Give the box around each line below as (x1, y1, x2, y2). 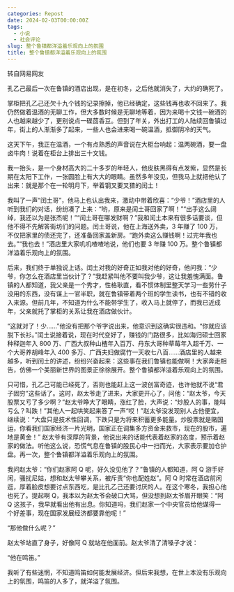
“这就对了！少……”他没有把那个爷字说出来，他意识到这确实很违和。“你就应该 (7, 322, 227, 330)
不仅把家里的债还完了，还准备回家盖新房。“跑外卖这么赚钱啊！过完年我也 (7, 231, 218, 239)
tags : (7, 23, 23, 30)
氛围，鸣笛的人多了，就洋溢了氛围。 (19, 577, 123, 585)
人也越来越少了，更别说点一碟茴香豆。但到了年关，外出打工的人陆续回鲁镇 (7, 116, 221, 124)
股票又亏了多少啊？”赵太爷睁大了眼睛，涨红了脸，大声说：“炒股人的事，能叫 (7, 398, 226, 406)
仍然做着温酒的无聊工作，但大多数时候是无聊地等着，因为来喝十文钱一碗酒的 (7, 108, 227, 116)
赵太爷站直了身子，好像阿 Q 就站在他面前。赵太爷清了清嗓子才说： (7, 538, 198, 547)
